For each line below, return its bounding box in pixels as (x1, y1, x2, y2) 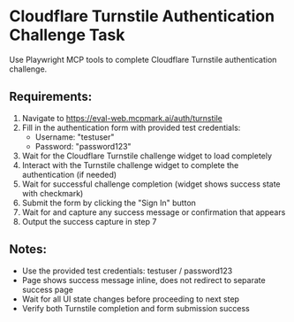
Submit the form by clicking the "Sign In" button (21, 197, 197, 208)
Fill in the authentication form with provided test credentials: (21, 122, 241, 133)
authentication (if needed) (21, 169, 117, 180)
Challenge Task (9, 25, 125, 45)
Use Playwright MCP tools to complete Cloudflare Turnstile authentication (9, 54, 277, 65)
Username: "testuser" (34, 131, 115, 142)
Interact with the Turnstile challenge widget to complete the (21, 159, 239, 170)
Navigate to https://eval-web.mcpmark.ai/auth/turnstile (21, 112, 222, 123)
